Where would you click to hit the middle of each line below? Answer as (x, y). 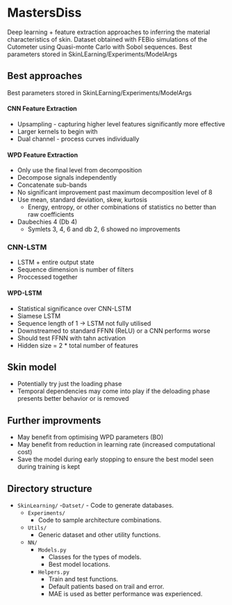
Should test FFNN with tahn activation (72, 338)
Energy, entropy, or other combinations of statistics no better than (122, 207)
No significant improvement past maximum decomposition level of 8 (115, 192)
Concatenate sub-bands (52, 185)
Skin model (32, 367)
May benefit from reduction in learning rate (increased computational (116, 445)
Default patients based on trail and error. (106, 587)
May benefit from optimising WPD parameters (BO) (90, 437)
